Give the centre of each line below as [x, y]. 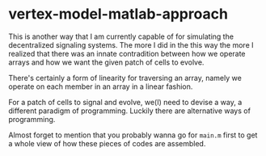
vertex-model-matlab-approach [118, 14]
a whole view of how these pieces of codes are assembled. [107, 143]
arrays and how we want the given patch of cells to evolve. [106, 62]
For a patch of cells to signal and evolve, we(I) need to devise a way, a [125, 102]
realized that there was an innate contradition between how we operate [127, 53]
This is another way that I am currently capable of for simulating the [121, 36]
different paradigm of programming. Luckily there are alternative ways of [129, 111]
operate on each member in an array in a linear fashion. [101, 86]
